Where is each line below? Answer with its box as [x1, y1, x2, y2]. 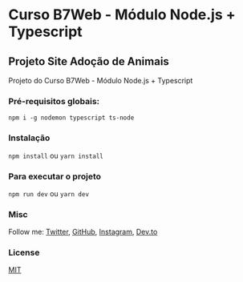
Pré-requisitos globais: [8, 95, 100, 107]
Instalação [8, 132, 51, 143]
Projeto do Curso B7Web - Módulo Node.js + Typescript [8, 76, 193, 85]
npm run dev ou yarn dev [8, 188, 90, 198]
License [8, 247, 40, 258]
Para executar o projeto [8, 171, 102, 182]
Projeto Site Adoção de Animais [8, 54, 170, 68]
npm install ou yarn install [8, 151, 104, 160]
